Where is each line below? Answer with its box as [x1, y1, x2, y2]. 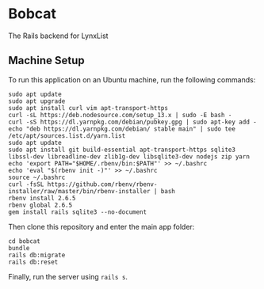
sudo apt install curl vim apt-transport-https [8, 104, 169, 112]
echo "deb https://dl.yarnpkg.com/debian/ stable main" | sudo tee [8, 124, 236, 133]
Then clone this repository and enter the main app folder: [8, 222, 195, 231]
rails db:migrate [8, 251, 66, 259]
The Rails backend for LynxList [8, 31, 109, 40]
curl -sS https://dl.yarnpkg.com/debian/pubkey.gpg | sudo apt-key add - [8, 118, 258, 126]
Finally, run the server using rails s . [8, 272, 128, 281]
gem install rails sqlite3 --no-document [8, 207, 147, 216]
